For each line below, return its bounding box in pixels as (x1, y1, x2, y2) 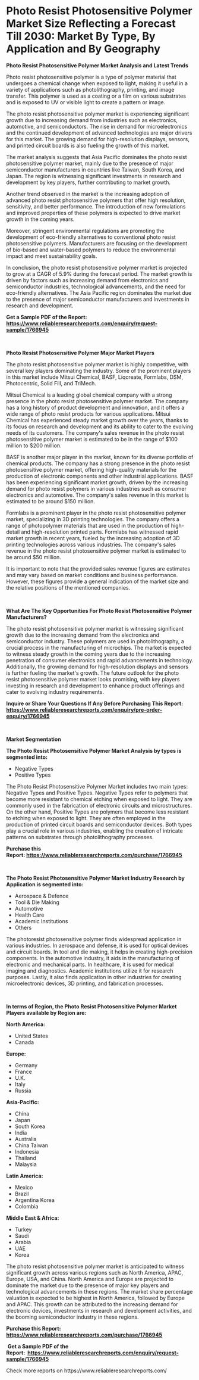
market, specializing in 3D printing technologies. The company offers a (6, 515, 180, 522)
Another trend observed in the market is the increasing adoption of (6, 190, 170, 197)
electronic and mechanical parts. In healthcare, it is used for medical (6, 961, 174, 968)
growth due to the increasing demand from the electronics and (6, 631, 159, 638)
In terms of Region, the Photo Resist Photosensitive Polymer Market (6, 1002, 177, 1010)
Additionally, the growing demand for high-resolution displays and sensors (6, 663, 189, 670)
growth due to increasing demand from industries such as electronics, (6, 116, 178, 123)
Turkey (14, 1226, 32, 1233)
